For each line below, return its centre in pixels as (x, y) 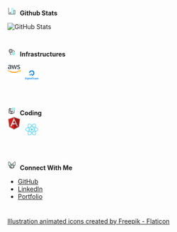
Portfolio (30, 196)
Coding (31, 113)
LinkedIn (30, 189)
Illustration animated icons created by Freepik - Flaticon (88, 221)
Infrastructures (43, 54)
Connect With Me (46, 168)
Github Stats (39, 13)
